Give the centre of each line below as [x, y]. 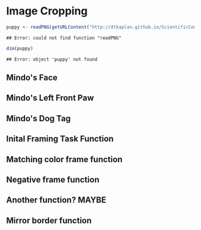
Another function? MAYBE [56, 200]
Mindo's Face [32, 78]
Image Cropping [47, 11]
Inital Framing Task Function [60, 139]
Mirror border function [49, 220]
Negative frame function [53, 180]
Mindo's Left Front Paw [50, 98]
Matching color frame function [64, 159]
